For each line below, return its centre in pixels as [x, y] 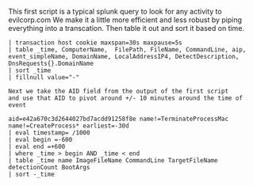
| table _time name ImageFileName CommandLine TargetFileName [113, 161]
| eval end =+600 [37, 146]
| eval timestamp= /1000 [49, 133]
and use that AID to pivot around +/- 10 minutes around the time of [126, 98]
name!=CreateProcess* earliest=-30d [69, 126]
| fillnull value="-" [44, 78]
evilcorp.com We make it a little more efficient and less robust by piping [125, 20]
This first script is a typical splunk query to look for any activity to [115, 11]
